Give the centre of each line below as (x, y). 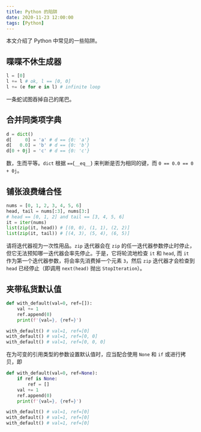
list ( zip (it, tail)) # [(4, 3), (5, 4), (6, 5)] (68, 234)
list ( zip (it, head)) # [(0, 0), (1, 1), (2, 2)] (68, 228)
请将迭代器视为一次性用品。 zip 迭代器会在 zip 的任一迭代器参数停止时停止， (100, 246)
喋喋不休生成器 (34, 62)
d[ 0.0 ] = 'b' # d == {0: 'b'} (48, 145)
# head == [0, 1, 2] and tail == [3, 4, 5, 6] (65, 217)
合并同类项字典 (34, 120)
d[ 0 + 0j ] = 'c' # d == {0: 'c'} (48, 151)
